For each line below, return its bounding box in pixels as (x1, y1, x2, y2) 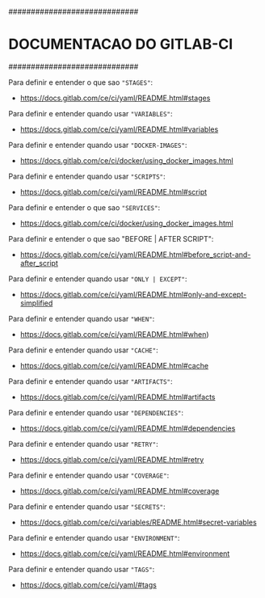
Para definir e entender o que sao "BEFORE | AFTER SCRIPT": (8, 234, 214, 243)
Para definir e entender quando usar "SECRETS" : (8, 501, 166, 512)
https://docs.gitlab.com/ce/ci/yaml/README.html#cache (19, 360, 208, 370)
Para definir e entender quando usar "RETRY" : (8, 439, 159, 448)
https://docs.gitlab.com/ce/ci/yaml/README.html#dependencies (19, 423, 236, 433)
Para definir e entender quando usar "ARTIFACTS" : (8, 376, 173, 386)
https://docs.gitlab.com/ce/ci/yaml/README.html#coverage (19, 486, 220, 495)
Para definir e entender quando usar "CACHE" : (8, 345, 159, 355)
